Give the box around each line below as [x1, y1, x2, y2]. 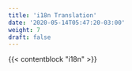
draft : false [8, 33, 51, 41]
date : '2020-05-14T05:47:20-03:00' [8, 19, 126, 27]
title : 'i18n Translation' [8, 11, 97, 20]
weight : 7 [8, 26, 41, 34]
